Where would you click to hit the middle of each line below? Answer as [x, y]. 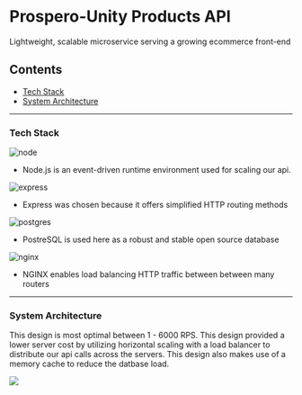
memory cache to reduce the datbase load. [89, 364]
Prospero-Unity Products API [120, 17]
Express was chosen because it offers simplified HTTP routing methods [155, 205]
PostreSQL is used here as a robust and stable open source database [151, 239]
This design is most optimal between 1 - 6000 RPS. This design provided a [147, 336]
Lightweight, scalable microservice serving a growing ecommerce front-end [150, 41]
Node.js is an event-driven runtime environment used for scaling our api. [156, 170]
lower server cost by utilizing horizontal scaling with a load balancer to [140, 345]
